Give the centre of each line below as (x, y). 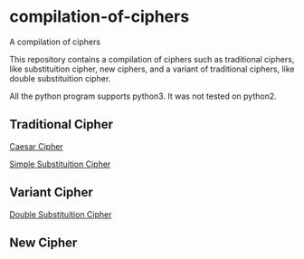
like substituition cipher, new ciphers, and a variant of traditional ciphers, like (152, 69)
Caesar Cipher (36, 146)
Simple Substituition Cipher (60, 164)
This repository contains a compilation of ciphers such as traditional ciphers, (152, 59)
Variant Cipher (51, 192)
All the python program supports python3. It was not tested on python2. (143, 96)
